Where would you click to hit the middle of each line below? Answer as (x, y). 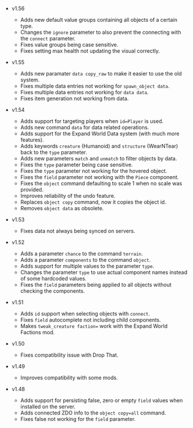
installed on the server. (48, 407)
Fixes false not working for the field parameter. (78, 419)
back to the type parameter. (54, 152)
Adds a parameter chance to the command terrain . (82, 254)
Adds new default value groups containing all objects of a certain (99, 20)
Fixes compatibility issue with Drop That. (69, 355)
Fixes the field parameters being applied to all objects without (96, 285)
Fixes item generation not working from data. (75, 98)
